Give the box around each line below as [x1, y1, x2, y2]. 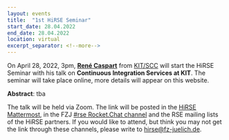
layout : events [7, 10, 51, 17]
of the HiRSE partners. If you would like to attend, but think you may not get [7, 118, 223, 125]
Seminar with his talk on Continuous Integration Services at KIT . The [7, 69, 206, 77]
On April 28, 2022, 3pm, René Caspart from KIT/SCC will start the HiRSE [7, 62, 214, 69]
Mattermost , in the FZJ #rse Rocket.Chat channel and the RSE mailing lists [7, 110, 219, 119]
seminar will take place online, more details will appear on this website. [7, 76, 210, 84]
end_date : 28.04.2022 [7, 29, 70, 37]
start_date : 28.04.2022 [7, 23, 76, 30]
